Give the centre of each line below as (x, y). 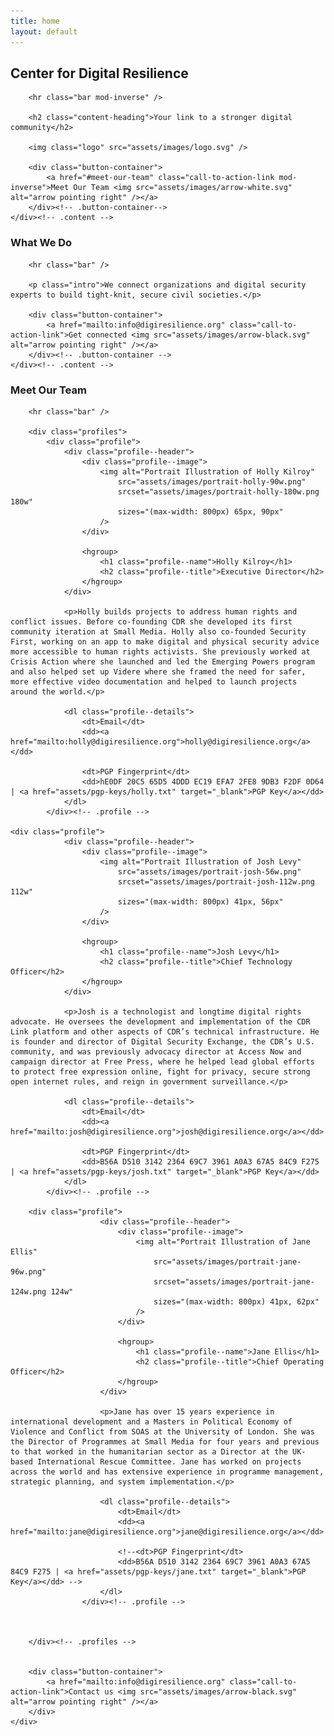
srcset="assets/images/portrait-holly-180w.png (218, 491)
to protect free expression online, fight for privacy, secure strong (160, 1071)
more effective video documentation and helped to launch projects (154, 681)
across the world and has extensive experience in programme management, (167, 1471)
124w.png (28, 1291)
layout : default (44, 31)
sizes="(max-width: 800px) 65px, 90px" (200, 511)
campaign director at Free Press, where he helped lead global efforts (162, 1061)
